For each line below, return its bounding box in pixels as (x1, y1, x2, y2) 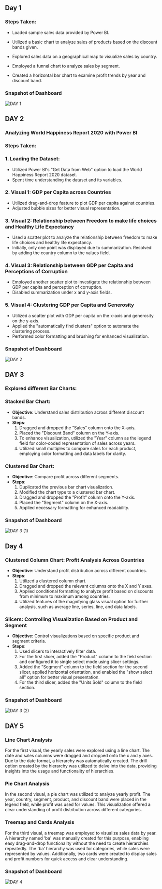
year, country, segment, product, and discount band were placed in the (5, 797, 147, 802)
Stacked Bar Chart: (5, 398, 51, 405)
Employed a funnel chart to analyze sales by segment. (12, 63, 120, 69)
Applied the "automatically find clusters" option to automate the (12, 323, 139, 329)
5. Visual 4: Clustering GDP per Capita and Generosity (5, 301, 134, 308)
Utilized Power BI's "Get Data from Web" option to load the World (12, 166, 142, 172)
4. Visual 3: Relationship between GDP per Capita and (5, 262, 134, 269)
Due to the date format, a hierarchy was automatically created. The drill (5, 758, 147, 764)
